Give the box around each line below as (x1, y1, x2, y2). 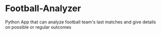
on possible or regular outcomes (5, 24, 72, 30)
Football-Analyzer (5, 3, 81, 14)
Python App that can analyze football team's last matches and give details (5, 19, 156, 25)
